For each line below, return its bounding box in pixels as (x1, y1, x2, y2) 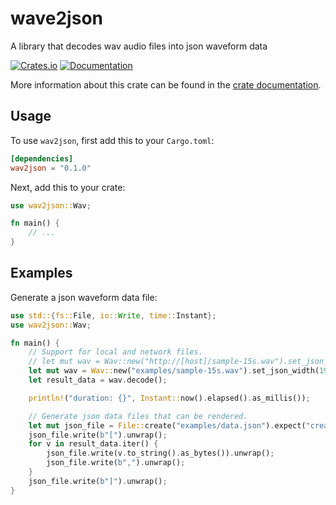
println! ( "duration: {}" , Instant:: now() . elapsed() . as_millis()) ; (28, 393, 311, 403)
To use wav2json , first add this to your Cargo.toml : (10, 134, 215, 146)
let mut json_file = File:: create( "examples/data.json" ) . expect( (28, 420, 307, 431)
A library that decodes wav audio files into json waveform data (10, 40, 268, 52)
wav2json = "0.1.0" (10, 163, 92, 173)
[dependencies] (10, 153, 74, 164)
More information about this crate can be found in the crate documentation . (10, 78, 322, 91)
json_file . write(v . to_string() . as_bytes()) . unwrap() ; (46, 448, 275, 459)
